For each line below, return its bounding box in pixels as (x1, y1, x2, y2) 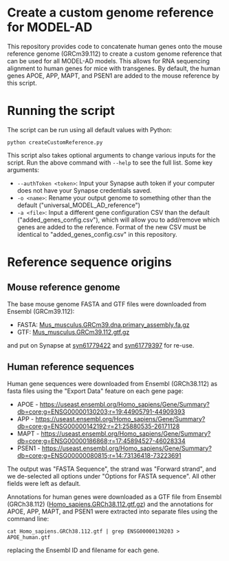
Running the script (7, 103, 116, 118)
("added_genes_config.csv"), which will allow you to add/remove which (17, 215, 220, 224)
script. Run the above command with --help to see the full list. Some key (7, 158, 213, 167)
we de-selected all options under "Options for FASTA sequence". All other (7, 472, 217, 480)
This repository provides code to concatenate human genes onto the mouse (7, 42, 223, 50)
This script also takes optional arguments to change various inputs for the (7, 151, 216, 159)
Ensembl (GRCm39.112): (7, 307, 75, 315)
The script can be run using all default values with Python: (7, 125, 172, 134)
